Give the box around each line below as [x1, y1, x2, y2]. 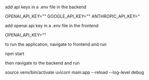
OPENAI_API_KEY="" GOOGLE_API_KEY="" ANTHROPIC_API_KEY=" [5, 13, 140, 19]
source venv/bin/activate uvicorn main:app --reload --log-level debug [5, 69, 144, 75]
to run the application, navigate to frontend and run [5, 41, 107, 47]
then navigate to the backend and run [5, 60, 80, 66]
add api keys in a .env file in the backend [5, 4, 87, 10]
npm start [5, 51, 25, 56]
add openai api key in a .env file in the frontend [5, 23, 99, 28]
